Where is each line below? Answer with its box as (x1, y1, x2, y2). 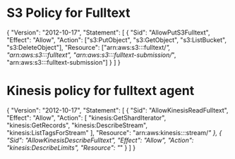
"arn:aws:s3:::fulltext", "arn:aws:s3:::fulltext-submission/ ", (6, 51, 176, 59)
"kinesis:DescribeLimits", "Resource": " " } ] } (6, 143, 136, 152)
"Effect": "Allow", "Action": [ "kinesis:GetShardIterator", (6, 113, 167, 122)
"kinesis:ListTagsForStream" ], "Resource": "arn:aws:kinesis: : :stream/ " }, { (6, 128, 222, 136)
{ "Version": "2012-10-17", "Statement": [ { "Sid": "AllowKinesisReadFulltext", (6, 106, 229, 114)
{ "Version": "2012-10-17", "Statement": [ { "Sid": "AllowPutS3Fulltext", (6, 28, 210, 37)
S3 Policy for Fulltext (6, 5, 131, 21)
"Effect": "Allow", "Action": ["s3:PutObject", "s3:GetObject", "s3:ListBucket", (6, 35, 227, 44)
